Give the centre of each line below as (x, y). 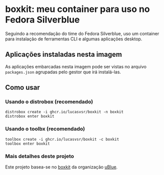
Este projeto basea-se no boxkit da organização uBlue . (62, 167)
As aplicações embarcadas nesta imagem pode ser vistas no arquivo (76, 66)
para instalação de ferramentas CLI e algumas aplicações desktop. (74, 39)
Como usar (23, 87)
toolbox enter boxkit (28, 144)
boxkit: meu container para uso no (78, 9)
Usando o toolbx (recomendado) (45, 129)
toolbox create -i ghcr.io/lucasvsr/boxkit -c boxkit (62, 139)
